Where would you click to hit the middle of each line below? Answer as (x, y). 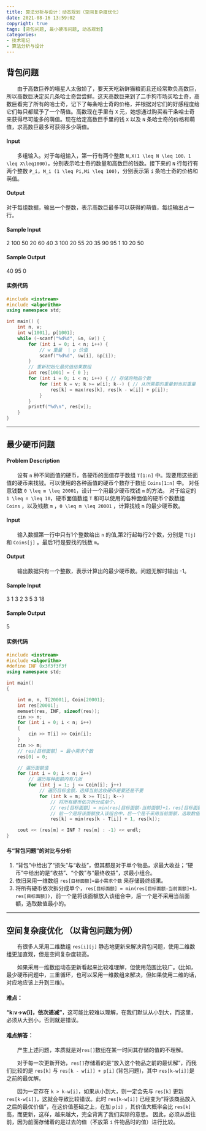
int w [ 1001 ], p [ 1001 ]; (46, 333)
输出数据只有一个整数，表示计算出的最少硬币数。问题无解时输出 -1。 (104, 571)
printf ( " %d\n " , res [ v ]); (60, 407)
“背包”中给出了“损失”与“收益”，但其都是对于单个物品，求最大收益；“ (101, 866)
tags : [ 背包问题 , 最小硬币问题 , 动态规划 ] (55, 29)
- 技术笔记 (18, 40)
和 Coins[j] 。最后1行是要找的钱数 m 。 (54, 542)
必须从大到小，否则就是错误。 (44, 1020)
